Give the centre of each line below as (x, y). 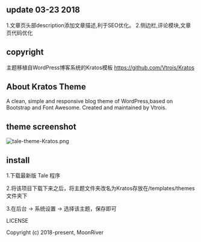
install (18, 160)
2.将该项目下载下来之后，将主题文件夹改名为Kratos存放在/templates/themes (100, 188)
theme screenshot (41, 126)
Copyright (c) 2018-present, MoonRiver (55, 232)
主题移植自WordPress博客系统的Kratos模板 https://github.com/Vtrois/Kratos (100, 67)
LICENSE (17, 221)
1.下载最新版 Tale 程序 (33, 176)
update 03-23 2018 (43, 10)
